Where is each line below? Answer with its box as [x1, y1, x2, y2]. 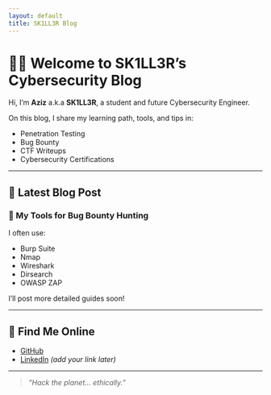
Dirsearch [19, 269, 53, 279]
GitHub [19, 346, 44, 355]
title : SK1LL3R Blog [8, 19, 78, 27]
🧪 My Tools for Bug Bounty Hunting [8, 210, 149, 221]
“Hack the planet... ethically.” [27, 377, 127, 387]
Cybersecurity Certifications [19, 155, 115, 164]
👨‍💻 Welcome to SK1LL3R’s [8, 54, 187, 73]
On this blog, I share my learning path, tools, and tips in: [8, 114, 194, 123]
